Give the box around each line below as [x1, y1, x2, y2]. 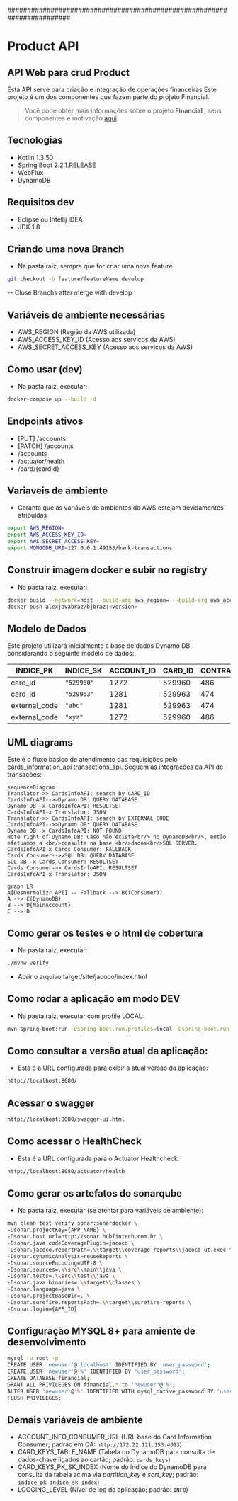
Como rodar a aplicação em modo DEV [7, 993, 181, 1005]
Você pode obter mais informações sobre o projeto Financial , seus [24, 106, 222, 115]
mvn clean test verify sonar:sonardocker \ [7, 1220, 138, 1227]
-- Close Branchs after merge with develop [7, 288, 132, 297]
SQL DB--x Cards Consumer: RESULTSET [7, 858, 119, 866]
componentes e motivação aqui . [24, 114, 119, 122]
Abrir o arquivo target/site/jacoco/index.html [17, 972, 147, 981]
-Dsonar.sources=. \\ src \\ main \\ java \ [7, 1266, 122, 1273]
